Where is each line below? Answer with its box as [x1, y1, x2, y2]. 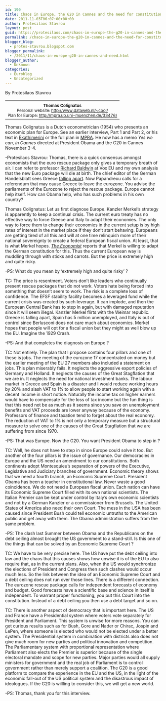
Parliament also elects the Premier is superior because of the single [5, 649, 143, 655]
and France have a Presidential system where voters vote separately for [5, 612, 152, 618]
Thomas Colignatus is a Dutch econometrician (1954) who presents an [5, 124, 148, 130]
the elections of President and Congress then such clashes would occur [5, 566, 152, 572]
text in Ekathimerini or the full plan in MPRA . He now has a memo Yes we [5, 134, 153, 140]
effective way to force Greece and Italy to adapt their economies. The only [5, 216, 157, 222]
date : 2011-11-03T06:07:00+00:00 [5, 16, 74, 21]
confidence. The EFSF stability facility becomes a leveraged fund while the [5, 293, 158, 299]
